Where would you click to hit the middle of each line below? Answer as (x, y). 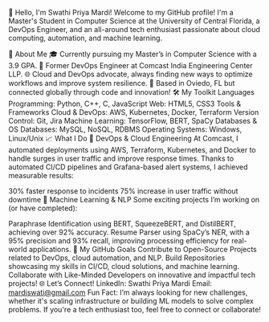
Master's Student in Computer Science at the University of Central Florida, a (134, 21)
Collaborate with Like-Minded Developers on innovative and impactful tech (132, 275)
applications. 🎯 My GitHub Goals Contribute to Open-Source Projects (143, 249)
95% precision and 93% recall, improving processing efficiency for (119, 240)
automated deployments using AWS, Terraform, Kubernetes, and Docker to (132, 150)
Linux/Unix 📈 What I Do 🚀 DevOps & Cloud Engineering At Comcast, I (123, 138)
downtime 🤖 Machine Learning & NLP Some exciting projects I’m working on (134, 200)
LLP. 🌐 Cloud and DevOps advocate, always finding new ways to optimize (130, 74)
